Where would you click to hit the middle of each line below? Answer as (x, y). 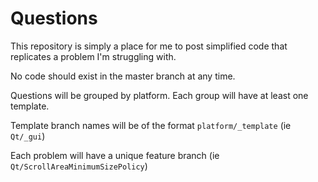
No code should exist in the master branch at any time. (123, 76)
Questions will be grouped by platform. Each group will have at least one (159, 95)
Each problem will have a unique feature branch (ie (115, 155)
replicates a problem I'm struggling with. (93, 56)
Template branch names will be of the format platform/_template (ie (151, 125)
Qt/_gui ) (28, 136)
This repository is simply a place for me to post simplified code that (149, 46)
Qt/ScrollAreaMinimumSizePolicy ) (79, 166)
